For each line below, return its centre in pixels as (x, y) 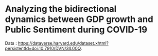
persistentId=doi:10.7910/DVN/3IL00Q (43, 48)
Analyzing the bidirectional (61, 9)
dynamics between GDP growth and (79, 19)
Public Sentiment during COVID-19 (76, 30)
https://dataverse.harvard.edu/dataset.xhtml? (63, 43)
